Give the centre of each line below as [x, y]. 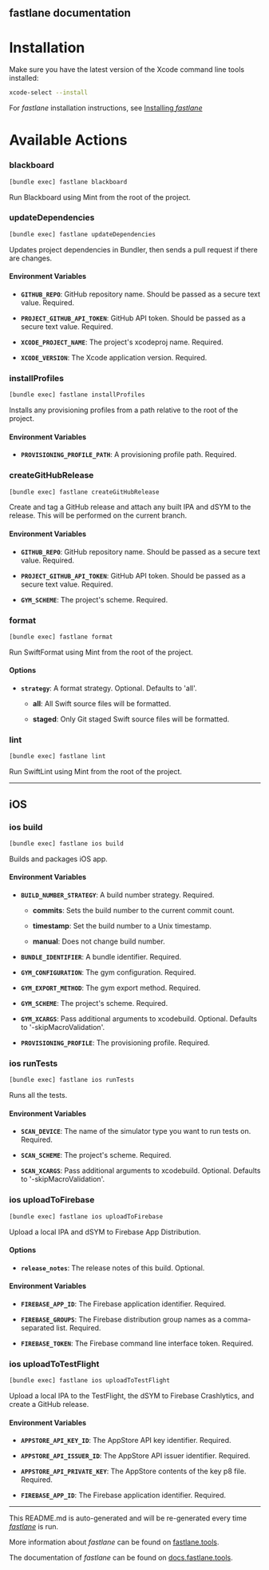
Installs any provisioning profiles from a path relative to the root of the [124, 410]
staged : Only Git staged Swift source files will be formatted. [131, 719]
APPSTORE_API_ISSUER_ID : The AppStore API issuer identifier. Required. [135, 1456]
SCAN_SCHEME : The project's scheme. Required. [96, 1155]
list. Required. [79, 1328]
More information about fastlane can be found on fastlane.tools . [114, 1542]
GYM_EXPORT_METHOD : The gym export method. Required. [111, 988]
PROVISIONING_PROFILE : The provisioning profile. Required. [115, 1043]
